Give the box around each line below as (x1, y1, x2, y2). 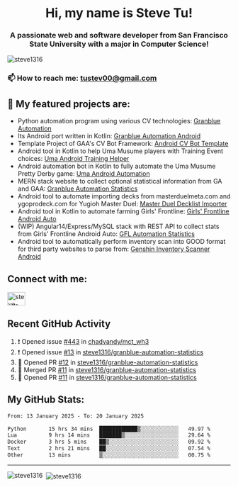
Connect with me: (7, 273, 88, 285)
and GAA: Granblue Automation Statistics (17, 184, 138, 193)
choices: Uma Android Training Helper (17, 155, 130, 163)
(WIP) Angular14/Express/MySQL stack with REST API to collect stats (17, 222, 220, 231)
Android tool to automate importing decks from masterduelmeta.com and (17, 192, 231, 201)
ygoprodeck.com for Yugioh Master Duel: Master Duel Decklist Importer (17, 200, 227, 208)
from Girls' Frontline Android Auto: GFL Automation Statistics (17, 230, 195, 238)
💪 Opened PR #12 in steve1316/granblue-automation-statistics (17, 358, 198, 366)
